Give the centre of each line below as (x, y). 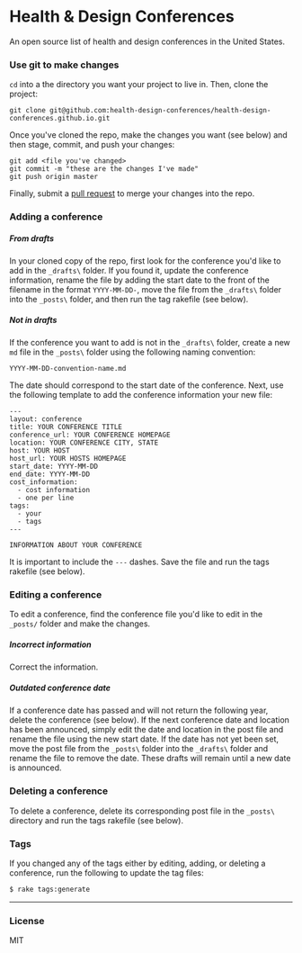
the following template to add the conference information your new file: (141, 395)
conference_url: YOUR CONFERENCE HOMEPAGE (90, 435)
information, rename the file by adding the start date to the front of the (139, 280)
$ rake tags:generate (50, 889)
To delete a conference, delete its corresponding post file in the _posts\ (142, 811)
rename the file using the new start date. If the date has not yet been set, (144, 739)
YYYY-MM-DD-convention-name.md (68, 369)
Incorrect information (50, 644)
